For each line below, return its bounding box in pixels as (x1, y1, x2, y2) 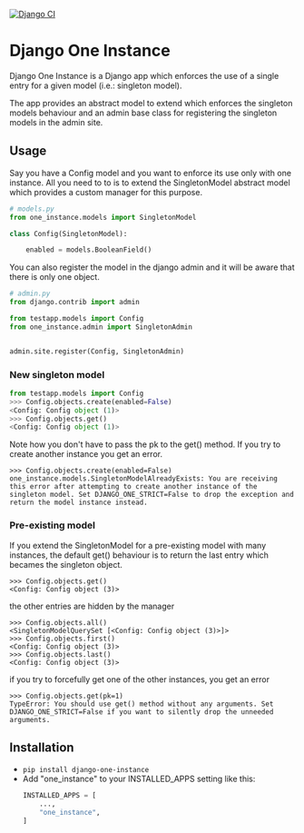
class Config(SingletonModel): (9, 229, 128, 238)
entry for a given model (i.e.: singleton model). (9, 80, 183, 91)
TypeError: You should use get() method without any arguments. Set (9, 699, 274, 709)
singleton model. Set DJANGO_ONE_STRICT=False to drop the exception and (9, 491, 295, 500)
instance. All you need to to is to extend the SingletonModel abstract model (9, 177, 290, 188)
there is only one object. (9, 272, 100, 283)
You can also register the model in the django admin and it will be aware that (9, 262, 295, 273)
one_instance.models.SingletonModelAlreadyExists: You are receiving (9, 474, 279, 483)
